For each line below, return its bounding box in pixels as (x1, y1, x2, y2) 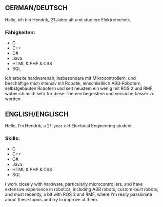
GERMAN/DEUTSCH (5, 4, 67, 12)
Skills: (5, 135, 20, 141)
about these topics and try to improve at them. (5, 197, 99, 203)
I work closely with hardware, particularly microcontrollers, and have (5, 181, 143, 187)
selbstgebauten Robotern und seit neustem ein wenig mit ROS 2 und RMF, (5, 86, 154, 91)
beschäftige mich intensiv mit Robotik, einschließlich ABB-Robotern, (5, 80, 142, 86)
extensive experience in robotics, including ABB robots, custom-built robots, (5, 187, 159, 192)
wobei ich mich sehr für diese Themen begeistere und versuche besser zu (5, 91, 155, 97)
